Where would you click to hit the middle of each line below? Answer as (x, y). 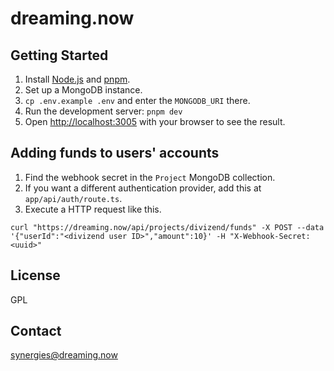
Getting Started (59, 55)
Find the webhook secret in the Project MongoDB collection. (150, 177)
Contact (36, 331)
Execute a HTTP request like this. (93, 209)
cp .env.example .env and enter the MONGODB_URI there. (137, 100)
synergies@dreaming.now (64, 355)
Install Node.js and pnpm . (77, 79)
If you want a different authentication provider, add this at (143, 188)
